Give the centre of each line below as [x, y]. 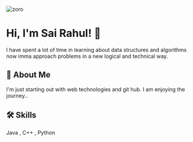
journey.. [17, 95]
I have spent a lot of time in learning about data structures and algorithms [96, 50]
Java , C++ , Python [31, 132]
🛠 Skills [22, 115]
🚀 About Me [28, 75]
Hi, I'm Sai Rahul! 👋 [54, 33]
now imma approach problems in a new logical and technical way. [87, 56]
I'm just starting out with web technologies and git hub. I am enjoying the [96, 89]
